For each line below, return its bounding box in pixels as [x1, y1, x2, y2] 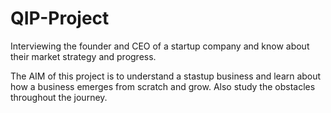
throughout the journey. [10, 91, 108, 103]
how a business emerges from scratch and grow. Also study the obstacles [10, 80, 316, 92]
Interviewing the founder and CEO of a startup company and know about [10, 40, 310, 52]
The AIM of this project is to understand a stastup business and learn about [10, 70, 322, 82]
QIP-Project [10, 7, 110, 30]
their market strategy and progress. [10, 50, 157, 62]
